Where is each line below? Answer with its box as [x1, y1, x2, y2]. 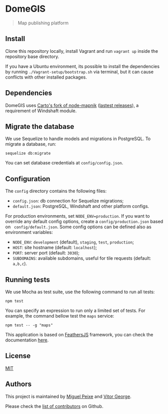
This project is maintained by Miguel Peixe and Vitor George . [5, 393, 132, 399]
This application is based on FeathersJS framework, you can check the [5, 332, 153, 337]
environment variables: [5, 229, 53, 235]
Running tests [5, 275, 51, 284]
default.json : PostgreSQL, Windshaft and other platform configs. [12, 203, 149, 210]
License [5, 352, 31, 360]
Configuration [5, 175, 51, 183]
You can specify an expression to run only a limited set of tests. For [5, 307, 146, 314]
